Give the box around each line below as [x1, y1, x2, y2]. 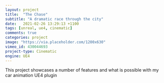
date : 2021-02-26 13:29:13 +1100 [5, 21, 79, 26]
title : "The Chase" [5, 12, 48, 17]
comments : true [5, 30, 37, 35]
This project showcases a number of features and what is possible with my [5, 67, 159, 73]
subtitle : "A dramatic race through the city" [5, 16, 104, 21]
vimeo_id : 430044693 [5, 44, 48, 49]
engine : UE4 [5, 53, 30, 59]
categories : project [5, 35, 48, 40]
